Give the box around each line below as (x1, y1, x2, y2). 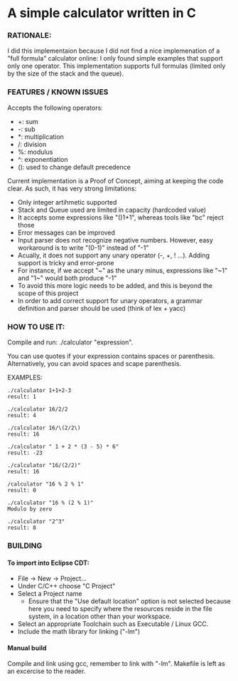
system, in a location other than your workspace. (28, 612, 172, 621)
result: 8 (7, 524, 37, 532)
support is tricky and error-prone (17, 258, 114, 267)
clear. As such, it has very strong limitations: (7, 184, 137, 193)
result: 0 (7, 487, 37, 494)
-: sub (17, 125, 36, 133)
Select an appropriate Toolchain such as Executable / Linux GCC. (17, 620, 209, 628)
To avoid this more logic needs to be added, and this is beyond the (17, 281, 213, 290)
